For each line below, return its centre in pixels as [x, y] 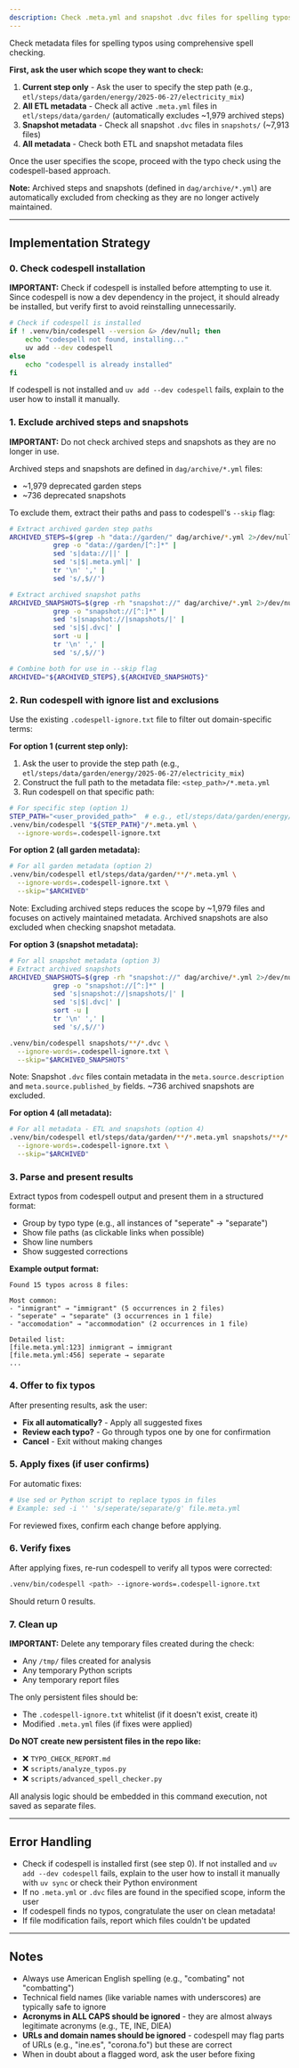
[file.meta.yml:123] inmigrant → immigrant [91, 1348]
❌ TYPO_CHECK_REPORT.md [66, 1759]
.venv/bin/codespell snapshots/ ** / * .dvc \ [89, 1043]
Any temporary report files [71, 1680]
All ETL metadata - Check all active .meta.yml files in [120, 106]
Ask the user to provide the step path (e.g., [101, 763]
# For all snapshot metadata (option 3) [85, 960]
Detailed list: [37, 1340]
